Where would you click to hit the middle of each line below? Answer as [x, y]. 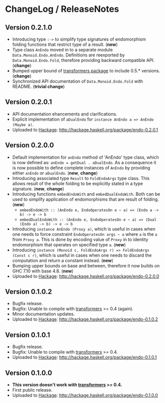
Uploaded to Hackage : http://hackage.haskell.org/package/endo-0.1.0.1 [84, 358]
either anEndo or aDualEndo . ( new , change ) [55, 173]
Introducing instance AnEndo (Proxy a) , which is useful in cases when [84, 229]
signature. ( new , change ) [38, 188]
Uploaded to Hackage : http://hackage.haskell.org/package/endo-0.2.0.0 [86, 276]
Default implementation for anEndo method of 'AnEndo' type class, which [85, 157]
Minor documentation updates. [44, 314]
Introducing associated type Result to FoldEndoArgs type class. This [81, 178]
